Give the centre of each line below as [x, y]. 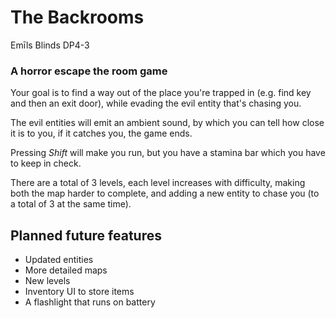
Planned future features [86, 235]
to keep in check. [46, 163]
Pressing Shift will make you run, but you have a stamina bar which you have [168, 153]
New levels [47, 281]
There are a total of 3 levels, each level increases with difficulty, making [158, 183]
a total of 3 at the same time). [71, 204]
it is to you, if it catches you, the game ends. [101, 133]
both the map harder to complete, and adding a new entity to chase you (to [165, 193]
